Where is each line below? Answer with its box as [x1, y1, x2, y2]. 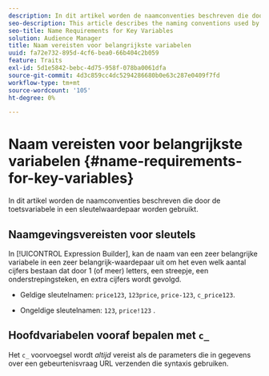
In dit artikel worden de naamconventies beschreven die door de [8, 196, 221, 205]
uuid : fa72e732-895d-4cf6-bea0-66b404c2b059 [8, 49, 159, 57]
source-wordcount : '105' [8, 86, 91, 95]
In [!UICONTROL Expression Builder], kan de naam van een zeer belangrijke [8, 249, 258, 258]
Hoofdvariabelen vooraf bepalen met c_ [8, 329, 210, 342]
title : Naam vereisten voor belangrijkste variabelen [8, 42, 192, 50]
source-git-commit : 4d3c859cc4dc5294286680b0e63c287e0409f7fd [8, 71, 220, 79]
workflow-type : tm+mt [8, 79, 81, 87]
